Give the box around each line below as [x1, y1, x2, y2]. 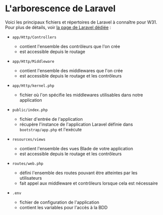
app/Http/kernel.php [12, 83, 54, 88]
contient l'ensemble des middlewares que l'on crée [19, 67, 123, 74]
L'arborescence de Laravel [5, 3, 116, 14]
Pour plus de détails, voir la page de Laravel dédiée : [5, 24, 111, 30]
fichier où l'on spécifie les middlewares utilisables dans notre [19, 92, 143, 98]
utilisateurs [19, 175, 42, 181]
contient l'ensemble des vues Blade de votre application [19, 145, 134, 151]
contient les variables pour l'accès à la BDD [19, 204, 108, 210]
